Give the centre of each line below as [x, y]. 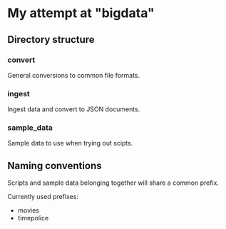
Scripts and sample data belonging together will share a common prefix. [113, 183]
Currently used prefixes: [43, 197]
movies [28, 210]
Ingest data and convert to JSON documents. [74, 109]
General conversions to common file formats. [74, 75]
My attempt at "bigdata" [81, 13]
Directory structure [51, 40]
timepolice [33, 218]
